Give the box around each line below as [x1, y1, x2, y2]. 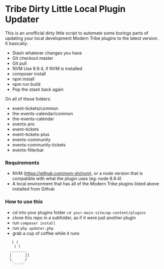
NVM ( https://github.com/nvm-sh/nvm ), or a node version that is [12, 171, 143, 176]
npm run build [12, 81, 41, 87]
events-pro [12, 121, 35, 127]
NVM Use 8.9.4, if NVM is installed [12, 65, 82, 72]
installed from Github [12, 186, 55, 192]
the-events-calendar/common [12, 110, 74, 116]
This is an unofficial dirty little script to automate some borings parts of [5, 30, 149, 36]
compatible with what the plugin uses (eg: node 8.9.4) [12, 175, 122, 182]
